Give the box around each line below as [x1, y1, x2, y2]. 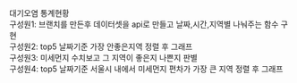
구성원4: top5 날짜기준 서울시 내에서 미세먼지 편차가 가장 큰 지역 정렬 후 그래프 [9, 63, 284, 74]
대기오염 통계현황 [9, 8, 70, 18]
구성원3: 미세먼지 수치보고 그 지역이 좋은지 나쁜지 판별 [9, 53, 199, 62]
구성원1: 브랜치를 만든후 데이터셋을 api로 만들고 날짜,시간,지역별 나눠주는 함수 [9, 19, 279, 29]
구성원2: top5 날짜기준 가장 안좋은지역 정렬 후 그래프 [9, 41, 193, 52]
